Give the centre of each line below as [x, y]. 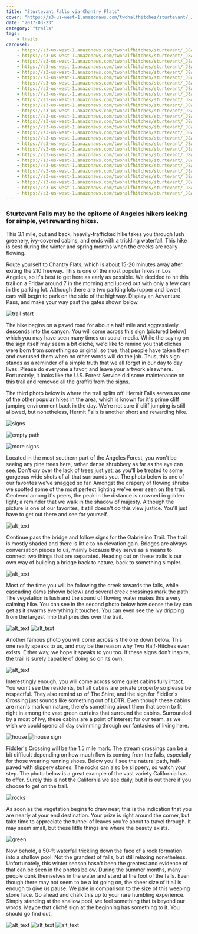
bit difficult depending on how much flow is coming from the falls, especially [99, 754]
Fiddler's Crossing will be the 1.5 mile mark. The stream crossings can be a [97, 748]
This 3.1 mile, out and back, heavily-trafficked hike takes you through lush [95, 234]
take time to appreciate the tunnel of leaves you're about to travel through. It [99, 821]
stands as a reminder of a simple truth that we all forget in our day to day [94, 363]
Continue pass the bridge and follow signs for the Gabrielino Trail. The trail [97, 537]
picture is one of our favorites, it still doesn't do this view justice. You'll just [97, 508]
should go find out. [29, 913]
